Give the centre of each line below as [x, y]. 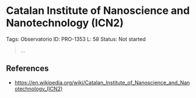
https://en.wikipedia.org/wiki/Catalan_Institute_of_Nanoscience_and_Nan [102, 82]
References [27, 69]
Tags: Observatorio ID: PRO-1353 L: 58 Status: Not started [76, 39]
